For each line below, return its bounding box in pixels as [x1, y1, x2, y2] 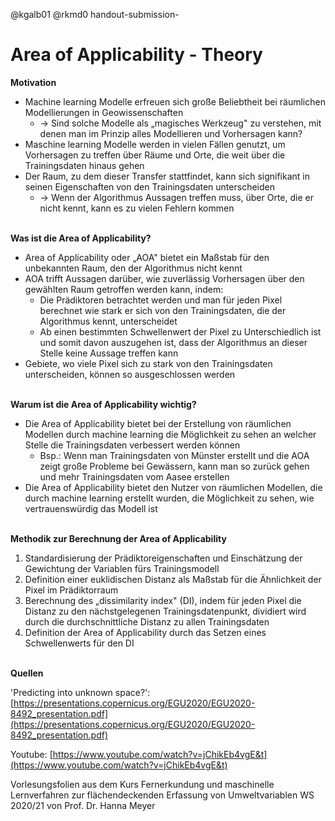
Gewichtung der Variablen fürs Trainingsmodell [24, 562, 220, 574]
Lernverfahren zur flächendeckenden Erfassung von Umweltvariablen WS [10, 789, 315, 801]
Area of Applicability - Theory [10, 44, 263, 66]
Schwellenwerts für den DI [24, 637, 135, 649]
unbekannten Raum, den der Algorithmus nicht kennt [24, 262, 243, 274]
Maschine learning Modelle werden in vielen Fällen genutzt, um [24, 138, 286, 150]
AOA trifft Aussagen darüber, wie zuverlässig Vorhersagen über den [24, 272, 305, 284]
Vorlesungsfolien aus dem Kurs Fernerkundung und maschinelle [10, 778, 275, 790]
